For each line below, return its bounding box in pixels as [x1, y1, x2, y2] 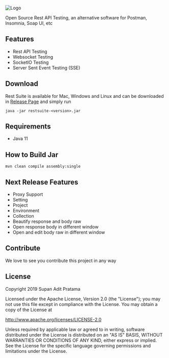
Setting [12, 197, 28, 203]
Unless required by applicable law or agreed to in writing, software [5, 326, 145, 333]
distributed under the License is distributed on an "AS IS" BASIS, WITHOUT [5, 331, 163, 338]
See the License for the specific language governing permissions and [5, 342, 151, 349]
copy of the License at [5, 306, 52, 313]
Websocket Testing [12, 54, 53, 60]
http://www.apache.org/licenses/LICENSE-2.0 [5, 316, 102, 322]
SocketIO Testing [12, 59, 49, 65]
